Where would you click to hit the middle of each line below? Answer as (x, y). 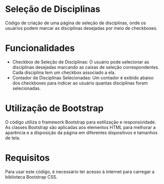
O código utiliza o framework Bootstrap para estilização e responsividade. (81, 122)
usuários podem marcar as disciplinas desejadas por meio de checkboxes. (81, 28)
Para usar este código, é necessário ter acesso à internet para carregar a (80, 172)
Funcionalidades (40, 48)
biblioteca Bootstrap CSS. (31, 177)
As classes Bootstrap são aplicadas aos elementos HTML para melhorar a (81, 127)
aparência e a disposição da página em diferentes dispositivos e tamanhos (81, 132)
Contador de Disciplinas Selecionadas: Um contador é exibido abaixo (83, 77)
